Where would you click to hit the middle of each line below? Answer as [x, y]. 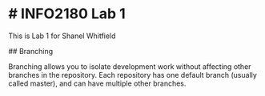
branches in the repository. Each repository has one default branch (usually [133, 75]
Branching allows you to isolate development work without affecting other [130, 66]
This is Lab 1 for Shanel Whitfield [62, 36]
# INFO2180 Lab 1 [67, 14]
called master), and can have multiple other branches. [97, 83]
